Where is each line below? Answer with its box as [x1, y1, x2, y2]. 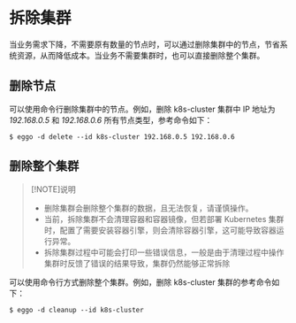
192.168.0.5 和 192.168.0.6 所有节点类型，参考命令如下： [9, 114, 213, 125]
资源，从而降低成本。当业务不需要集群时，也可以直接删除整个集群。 [16, 50, 265, 60]
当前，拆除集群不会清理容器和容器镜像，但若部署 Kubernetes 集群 [43, 213, 285, 224]
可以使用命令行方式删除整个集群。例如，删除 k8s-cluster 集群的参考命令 [9, 276, 272, 288]
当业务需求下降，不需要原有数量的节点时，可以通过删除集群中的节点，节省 [9, 39, 280, 50]
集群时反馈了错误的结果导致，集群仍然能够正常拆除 [43, 258, 231, 268]
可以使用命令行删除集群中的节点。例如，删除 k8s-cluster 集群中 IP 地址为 [9, 104, 276, 114]
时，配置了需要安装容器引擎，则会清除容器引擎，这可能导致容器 [43, 225, 277, 235]
